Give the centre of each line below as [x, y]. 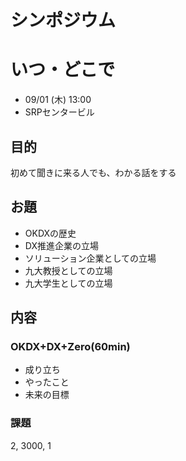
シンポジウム [63, 20]
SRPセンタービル [59, 112]
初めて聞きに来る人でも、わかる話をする [93, 172]
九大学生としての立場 [68, 283]
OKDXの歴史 [50, 233]
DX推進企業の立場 [61, 245]
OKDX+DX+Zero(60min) [70, 347]
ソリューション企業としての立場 [90, 258]
